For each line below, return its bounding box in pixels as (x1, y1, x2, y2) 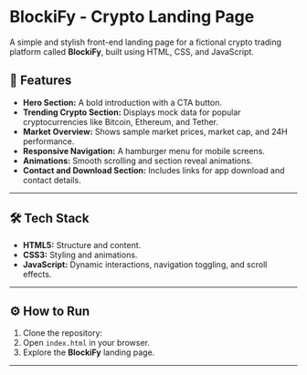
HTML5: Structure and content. (22, 239, 142, 250)
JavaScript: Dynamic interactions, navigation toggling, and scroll (22, 258, 268, 270)
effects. (22, 268, 52, 279)
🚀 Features (9, 73, 72, 89)
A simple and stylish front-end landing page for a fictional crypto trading (9, 36, 281, 47)
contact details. (22, 174, 81, 185)
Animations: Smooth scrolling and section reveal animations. (22, 155, 253, 166)
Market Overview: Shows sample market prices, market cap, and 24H (22, 126, 288, 137)
